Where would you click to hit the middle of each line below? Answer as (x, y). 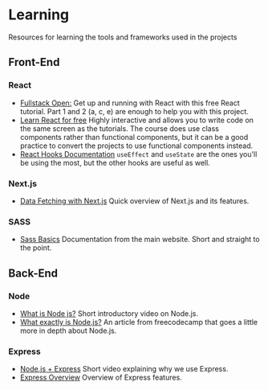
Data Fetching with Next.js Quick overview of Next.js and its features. (134, 201)
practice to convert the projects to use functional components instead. (136, 146)
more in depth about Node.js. (68, 330)
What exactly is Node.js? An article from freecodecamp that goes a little (139, 322)
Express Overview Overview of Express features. (101, 378)
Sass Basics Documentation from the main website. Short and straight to (140, 240)
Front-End (34, 62)
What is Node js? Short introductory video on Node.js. (109, 313)
